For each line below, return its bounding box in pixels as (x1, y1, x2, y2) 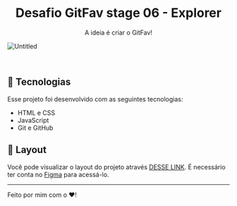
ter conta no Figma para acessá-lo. (7, 170, 109, 178)
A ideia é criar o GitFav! (84, 28, 153, 37)
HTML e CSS (17, 108, 56, 117)
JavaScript (17, 116, 49, 124)
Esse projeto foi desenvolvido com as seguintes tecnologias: (7, 95, 183, 103)
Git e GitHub (17, 123, 54, 132)
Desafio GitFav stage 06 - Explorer (15, 5, 222, 21)
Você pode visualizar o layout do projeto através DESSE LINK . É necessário (7, 162, 226, 171)
